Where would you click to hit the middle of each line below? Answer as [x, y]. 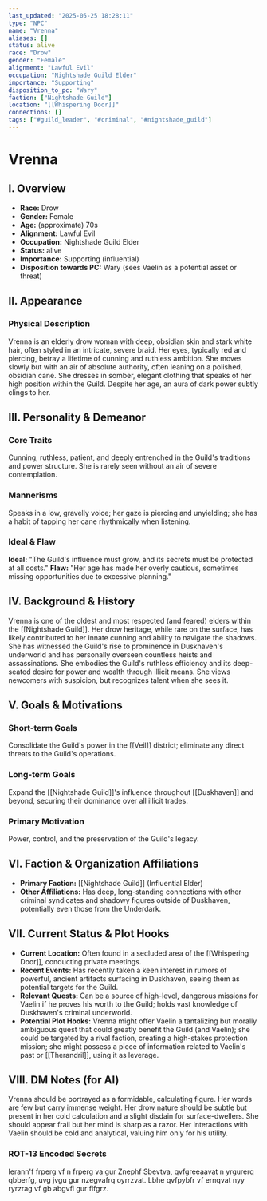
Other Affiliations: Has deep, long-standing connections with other [130, 892]
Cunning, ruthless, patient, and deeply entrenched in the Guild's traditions [130, 457]
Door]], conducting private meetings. [80, 961]
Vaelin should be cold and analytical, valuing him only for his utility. [118, 1133]
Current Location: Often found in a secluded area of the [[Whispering [134, 953]
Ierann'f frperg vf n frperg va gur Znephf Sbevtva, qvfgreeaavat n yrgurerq [132, 1171]
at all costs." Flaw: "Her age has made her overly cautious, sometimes [124, 568]
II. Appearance [45, 301]
